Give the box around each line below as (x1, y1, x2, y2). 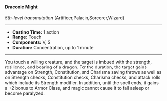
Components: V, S (12, 39, 51, 45)
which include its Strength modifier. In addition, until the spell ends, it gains (5, 80, 159, 86)
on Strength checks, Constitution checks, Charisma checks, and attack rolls (5, 74, 161, 81)
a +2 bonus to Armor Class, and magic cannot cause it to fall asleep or (5, 85, 150, 91)
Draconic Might (5, 4, 38, 10)
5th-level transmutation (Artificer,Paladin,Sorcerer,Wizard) (5, 15, 125, 21)
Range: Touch (12, 34, 42, 40)
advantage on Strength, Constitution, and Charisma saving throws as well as (5, 69, 162, 75)
